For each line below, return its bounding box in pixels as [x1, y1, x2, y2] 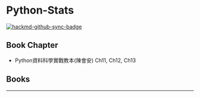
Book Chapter [6, 40, 58, 50]
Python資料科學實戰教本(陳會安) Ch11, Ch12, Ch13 [14, 57, 136, 64]
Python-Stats [6, 4, 74, 17]
